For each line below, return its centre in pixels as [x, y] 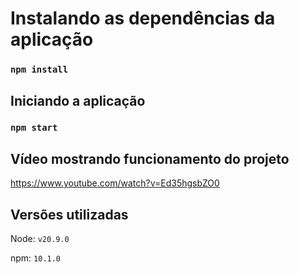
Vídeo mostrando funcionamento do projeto [150, 158]
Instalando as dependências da [143, 18]
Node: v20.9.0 [40, 239]
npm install [39, 70]
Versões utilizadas [69, 214]
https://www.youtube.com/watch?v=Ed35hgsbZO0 [115, 183]
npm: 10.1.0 [36, 258]
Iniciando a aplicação [78, 100]
